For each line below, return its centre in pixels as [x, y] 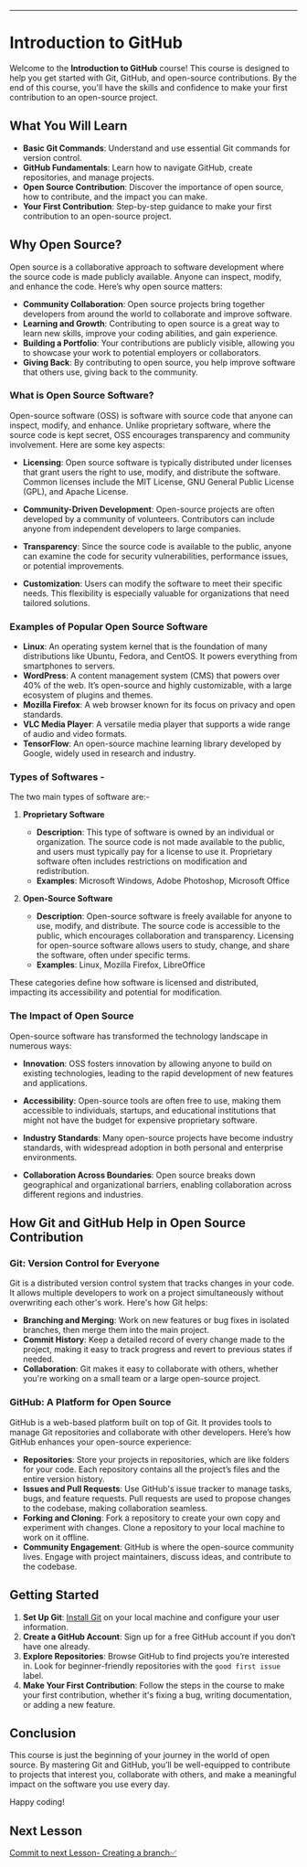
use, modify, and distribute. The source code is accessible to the [158, 926]
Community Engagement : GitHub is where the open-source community [158, 1547]
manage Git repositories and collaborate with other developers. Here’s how [150, 1432]
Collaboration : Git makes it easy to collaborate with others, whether [150, 1369]
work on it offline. [56, 1537]
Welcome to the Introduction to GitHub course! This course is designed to [149, 68]
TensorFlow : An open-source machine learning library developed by [152, 744]
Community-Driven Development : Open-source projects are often [149, 509]
